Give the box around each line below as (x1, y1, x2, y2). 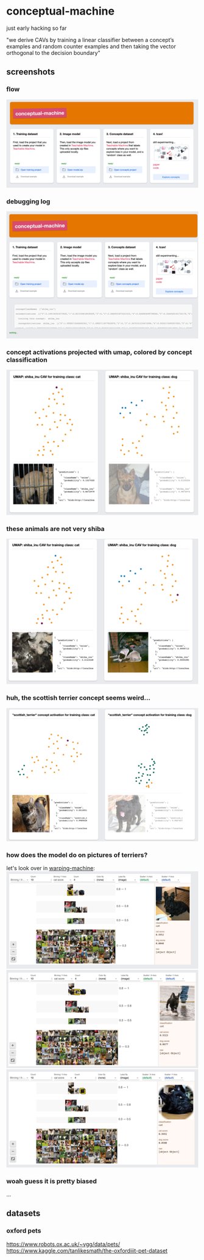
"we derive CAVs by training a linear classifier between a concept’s (6, 36, 175, 43)
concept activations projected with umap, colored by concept (6, 348, 192, 356)
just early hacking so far (6, 24, 67, 32)
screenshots (6, 67, 55, 77)
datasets (6, 1208, 41, 1219)
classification (6, 355, 47, 364)
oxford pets (6, 1227, 41, 1235)
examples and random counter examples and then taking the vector (6, 43, 177, 50)
